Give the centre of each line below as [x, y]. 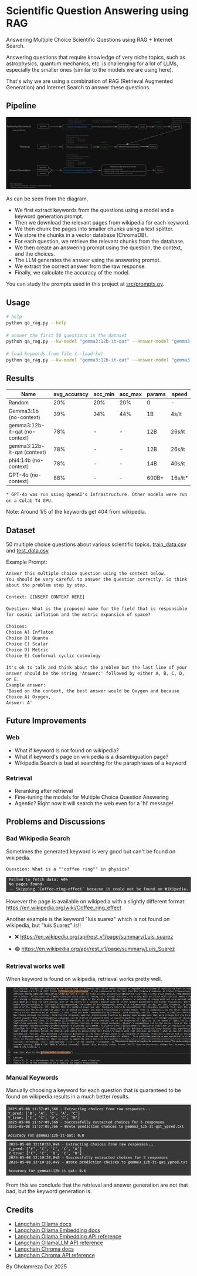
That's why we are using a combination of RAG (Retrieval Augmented [89, 81]
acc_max [130, 394]
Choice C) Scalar [27, 644]
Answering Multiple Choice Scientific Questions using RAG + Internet [89, 39]
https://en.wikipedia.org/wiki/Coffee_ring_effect [64, 907]
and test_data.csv [27, 551]
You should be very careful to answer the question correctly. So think [97, 580]
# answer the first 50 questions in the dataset [67, 335]
